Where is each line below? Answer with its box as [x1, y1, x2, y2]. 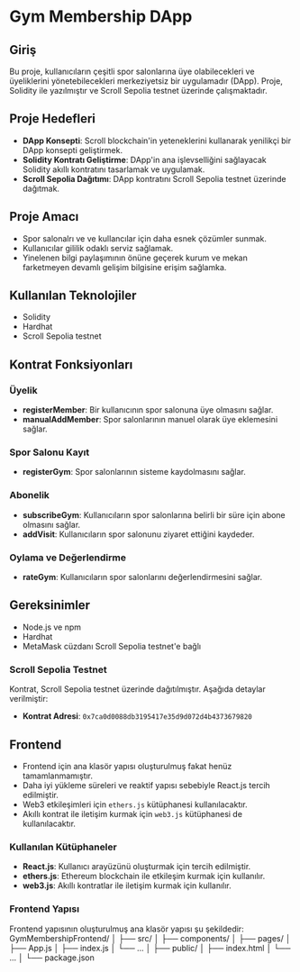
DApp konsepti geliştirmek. [22, 144, 123, 155]
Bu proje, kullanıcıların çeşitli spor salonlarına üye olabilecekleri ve [9, 66, 255, 77]
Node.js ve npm [22, 622, 82, 632]
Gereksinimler [9, 597, 91, 613]
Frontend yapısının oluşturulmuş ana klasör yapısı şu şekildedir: [9, 923, 245, 934]
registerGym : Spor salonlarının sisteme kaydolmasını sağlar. [22, 467, 246, 477]
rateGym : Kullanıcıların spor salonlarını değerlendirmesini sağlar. [22, 572, 263, 583]
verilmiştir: [9, 694, 49, 704]
